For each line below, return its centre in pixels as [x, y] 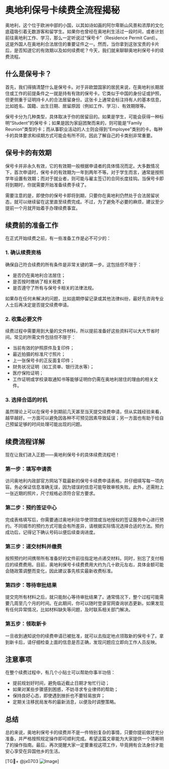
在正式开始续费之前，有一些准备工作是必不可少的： [58, 238]
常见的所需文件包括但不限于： [45, 337]
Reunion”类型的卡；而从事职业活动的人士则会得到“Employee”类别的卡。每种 [84, 129]
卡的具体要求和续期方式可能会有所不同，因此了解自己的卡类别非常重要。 [80, 135]
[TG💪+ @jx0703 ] [32, 761]
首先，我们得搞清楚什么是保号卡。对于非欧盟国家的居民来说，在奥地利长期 [82, 87]
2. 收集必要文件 [24, 319]
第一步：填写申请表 [28, 469]
